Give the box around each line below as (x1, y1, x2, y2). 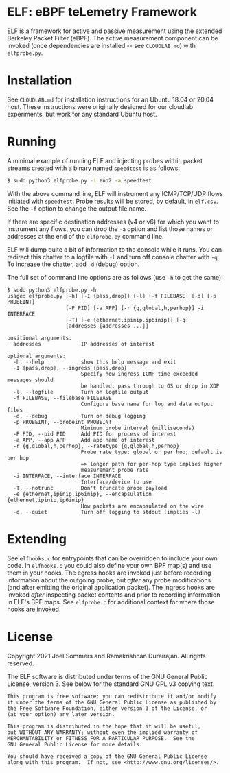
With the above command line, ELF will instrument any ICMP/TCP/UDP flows (7, 189, 223, 198)
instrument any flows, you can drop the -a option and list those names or (7, 224, 213, 233)
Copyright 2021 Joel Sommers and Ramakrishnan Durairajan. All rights (7, 652, 206, 660)
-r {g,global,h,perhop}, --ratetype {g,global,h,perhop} (13, 442, 180, 449)
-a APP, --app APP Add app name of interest (13, 436, 155, 443)
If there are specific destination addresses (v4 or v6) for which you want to (7, 217, 220, 226)
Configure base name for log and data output (80, 401, 214, 407)
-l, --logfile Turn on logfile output (13, 388, 149, 395)
